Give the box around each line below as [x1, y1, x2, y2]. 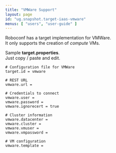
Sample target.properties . [5, 50, 60, 56]
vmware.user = [5, 95, 35, 100]
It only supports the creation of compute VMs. [5, 40, 100, 46]
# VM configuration [5, 139, 46, 144]
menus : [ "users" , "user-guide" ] [5, 21, 77, 26]
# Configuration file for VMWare [5, 65, 75, 70]
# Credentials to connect [5, 91, 59, 96]
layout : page [5, 12, 32, 17]
